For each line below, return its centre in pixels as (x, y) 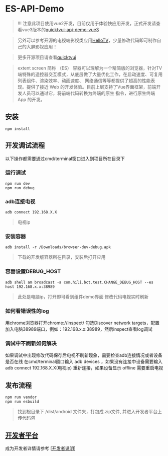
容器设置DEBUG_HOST (33, 271)
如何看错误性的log (27, 311)
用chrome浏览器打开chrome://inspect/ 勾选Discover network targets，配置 (82, 323)
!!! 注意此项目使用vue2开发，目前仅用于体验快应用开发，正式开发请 (87, 23)
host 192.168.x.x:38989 (30, 287)
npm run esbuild (22, 402)
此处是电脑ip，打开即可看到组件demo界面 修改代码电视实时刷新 (83, 296)
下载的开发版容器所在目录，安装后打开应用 (61, 257)
